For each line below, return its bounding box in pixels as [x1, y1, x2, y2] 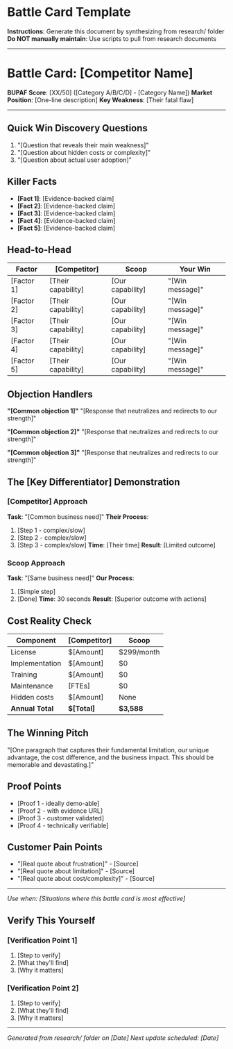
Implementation [10, 658, 62, 668]
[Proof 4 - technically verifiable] [17, 821, 109, 829]
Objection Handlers [7, 388, 93, 400]
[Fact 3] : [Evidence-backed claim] [17, 209, 116, 217]
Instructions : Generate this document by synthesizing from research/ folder [7, 27, 225, 35]
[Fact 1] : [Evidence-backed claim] [17, 194, 114, 202]
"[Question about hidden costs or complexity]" [17, 148, 151, 156]
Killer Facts [7, 176, 58, 188]
